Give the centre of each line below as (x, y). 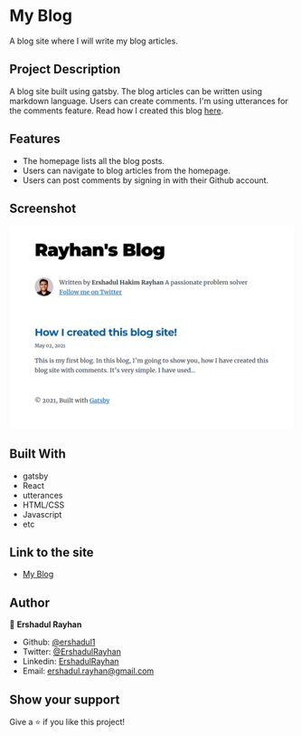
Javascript (42, 514)
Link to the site (52, 552)
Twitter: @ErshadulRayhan (72, 652)
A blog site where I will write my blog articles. (94, 41)
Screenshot (43, 208)
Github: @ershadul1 (59, 642)
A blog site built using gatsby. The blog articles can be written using (136, 91)
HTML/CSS (43, 505)
